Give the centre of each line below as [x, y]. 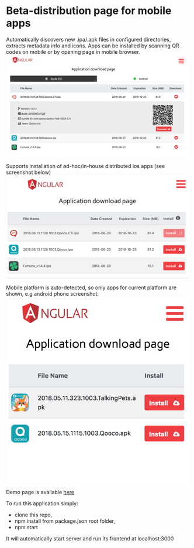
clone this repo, [33, 515]
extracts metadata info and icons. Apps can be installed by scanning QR [93, 46]
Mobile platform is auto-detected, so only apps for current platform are [91, 287]
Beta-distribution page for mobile [89, 11]
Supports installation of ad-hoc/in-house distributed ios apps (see [86, 166]
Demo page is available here [40, 492]
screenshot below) [29, 172]
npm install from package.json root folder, [65, 521]
